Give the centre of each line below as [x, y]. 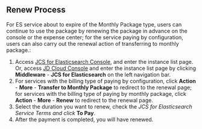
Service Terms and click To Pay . [55, 113]
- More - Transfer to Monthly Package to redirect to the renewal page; [103, 87]
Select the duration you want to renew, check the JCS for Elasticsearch [104, 106]
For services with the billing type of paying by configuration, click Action [105, 81]
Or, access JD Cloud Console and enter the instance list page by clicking [106, 68]
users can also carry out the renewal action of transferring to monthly [93, 43]
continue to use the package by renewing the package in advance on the [97, 31]
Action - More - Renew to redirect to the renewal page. [84, 100]
